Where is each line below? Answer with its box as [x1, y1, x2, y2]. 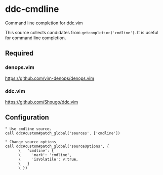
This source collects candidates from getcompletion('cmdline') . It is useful [5, 29, 159, 35]
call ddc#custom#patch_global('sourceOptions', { [5, 144, 110, 149]
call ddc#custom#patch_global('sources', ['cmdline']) [5, 130, 121, 136]
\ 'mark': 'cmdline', [18, 152, 72, 157]
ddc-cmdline [5, 3, 59, 15]
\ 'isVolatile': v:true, [18, 157, 79, 162]
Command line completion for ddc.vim [5, 20, 83, 26]
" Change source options [5, 139, 56, 144]
